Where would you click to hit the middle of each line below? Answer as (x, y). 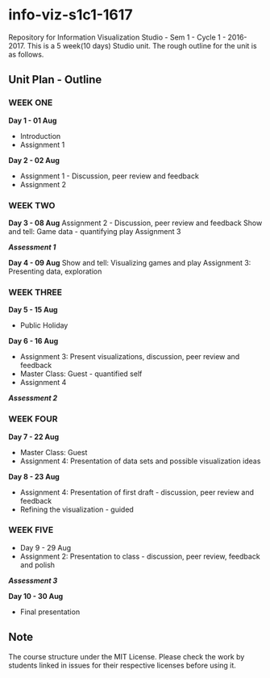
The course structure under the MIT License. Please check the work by (127, 656)
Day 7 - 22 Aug (34, 437)
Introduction (40, 136)
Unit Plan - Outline (55, 80)
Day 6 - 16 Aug (33, 341)
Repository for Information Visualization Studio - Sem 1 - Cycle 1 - (117, 37)
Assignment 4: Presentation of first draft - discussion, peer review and (137, 492)
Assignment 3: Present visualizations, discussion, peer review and (130, 357)
